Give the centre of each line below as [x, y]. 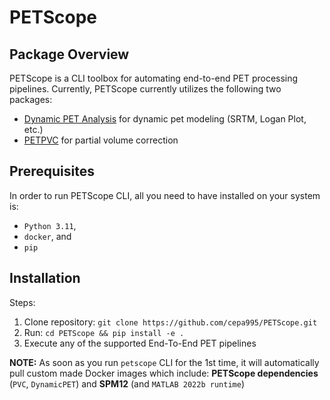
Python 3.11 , [50, 225]
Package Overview [69, 54]
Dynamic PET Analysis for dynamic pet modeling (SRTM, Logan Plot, [165, 119]
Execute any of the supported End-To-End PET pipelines [140, 343]
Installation [45, 278]
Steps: [22, 302]
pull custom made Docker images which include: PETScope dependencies [164, 373]
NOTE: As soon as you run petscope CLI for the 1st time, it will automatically [164, 362]
